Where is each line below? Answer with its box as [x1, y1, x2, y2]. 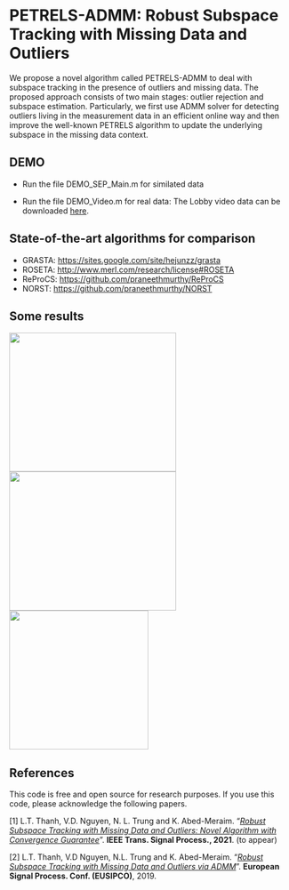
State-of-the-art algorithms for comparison [9, 231, 256, 246]
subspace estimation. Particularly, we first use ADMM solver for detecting [9, 100, 280, 111]
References [9, 766, 75, 781]
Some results [9, 309, 84, 324]
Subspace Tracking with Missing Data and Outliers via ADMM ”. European [9, 862, 280, 872]
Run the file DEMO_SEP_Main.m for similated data [21, 179, 205, 189]
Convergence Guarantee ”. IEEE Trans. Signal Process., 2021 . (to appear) [9, 835, 277, 846]
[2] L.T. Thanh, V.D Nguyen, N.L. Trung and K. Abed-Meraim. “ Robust [9, 852, 264, 862]
